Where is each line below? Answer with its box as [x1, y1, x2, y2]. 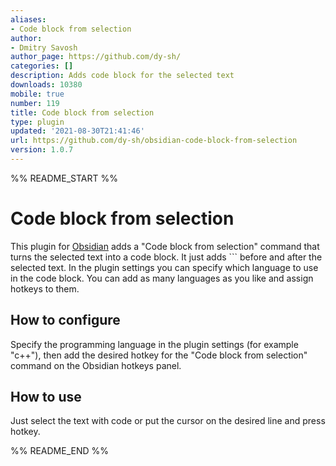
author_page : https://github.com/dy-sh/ [10, 52, 182, 62]
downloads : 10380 [10, 80, 83, 90]
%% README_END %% [10, 445, 110, 457]
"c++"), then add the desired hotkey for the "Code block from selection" [10, 349, 308, 361]
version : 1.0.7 [10, 145, 74, 155]
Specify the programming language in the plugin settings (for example [10, 338, 299, 350]
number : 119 [10, 98, 60, 108]
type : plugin [10, 117, 65, 127]
